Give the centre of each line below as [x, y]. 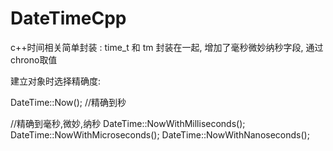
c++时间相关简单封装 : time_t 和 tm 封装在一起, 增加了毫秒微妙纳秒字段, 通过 [167, 47]
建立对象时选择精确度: [56, 81]
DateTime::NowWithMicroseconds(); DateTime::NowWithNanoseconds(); [160, 134]
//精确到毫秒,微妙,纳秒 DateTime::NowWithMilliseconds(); [128, 123]
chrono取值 [34, 59]
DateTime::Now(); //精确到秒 [68, 102]
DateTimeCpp [68, 18]
